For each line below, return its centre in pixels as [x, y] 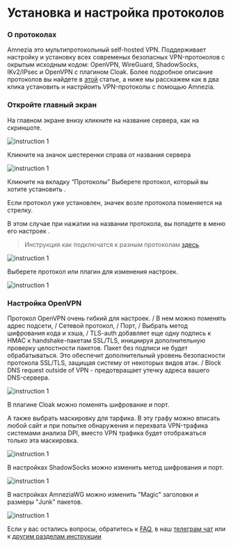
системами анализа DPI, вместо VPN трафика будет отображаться [107, 433]
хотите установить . [37, 189]
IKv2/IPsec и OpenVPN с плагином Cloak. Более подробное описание [110, 72]
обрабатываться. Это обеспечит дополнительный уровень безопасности [116, 355]
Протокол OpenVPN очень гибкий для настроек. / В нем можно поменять [117, 318]
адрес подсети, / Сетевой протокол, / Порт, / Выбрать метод [98, 326]
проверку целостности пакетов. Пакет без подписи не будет [97, 348]
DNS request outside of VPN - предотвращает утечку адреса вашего [109, 370]
